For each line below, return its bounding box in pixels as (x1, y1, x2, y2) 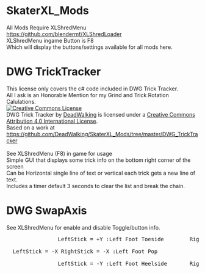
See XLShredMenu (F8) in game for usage (6, 150, 113, 157)
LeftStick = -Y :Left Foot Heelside (57, 260, 168, 267)
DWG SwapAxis (6, 204, 87, 217)
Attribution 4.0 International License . (6, 117, 98, 125)
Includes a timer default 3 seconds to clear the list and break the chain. (6, 182, 185, 189)
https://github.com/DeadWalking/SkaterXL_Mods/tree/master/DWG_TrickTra (6, 130, 198, 137)
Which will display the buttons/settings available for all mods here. (6, 43, 173, 51)
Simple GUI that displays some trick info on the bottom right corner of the (6, 156, 191, 164)
